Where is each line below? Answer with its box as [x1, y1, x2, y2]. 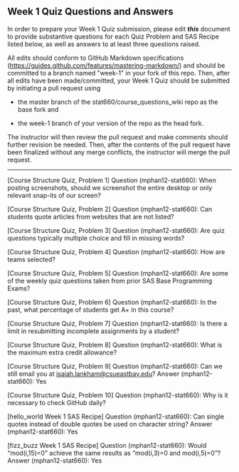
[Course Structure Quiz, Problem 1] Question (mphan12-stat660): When [7, 176, 217, 184]
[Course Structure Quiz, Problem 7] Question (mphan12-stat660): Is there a [7, 319, 228, 327]
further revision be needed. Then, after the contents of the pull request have [7, 140, 231, 149]
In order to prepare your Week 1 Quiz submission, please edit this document [7, 24, 230, 33]
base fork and [17, 105, 59, 113]
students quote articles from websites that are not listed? [7, 212, 174, 221]
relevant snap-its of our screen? [7, 191, 102, 199]
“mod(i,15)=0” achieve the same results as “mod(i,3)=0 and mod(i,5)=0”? [7, 449, 221, 457]
